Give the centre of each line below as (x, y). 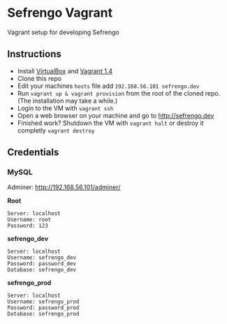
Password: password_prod (43, 308)
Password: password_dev (42, 264)
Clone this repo (39, 78)
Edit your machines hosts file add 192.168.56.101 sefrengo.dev (108, 86)
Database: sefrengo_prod (43, 314)
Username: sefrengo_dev (42, 258)
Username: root (29, 220)
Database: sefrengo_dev (42, 270)
